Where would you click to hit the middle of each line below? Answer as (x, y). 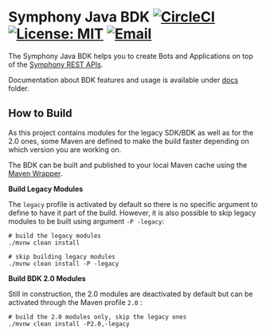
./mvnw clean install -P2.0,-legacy (69, 324)
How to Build (41, 113)
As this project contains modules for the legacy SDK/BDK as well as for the (131, 132)
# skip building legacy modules (62, 256)
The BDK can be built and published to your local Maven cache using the (128, 165)
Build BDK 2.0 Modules (47, 278)
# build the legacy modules (55, 236)
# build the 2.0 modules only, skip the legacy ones (98, 317)
